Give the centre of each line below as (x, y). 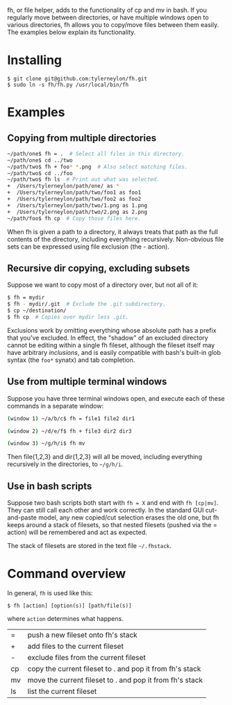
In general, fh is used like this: (50, 593)
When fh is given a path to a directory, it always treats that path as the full (113, 231)
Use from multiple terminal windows (87, 382)
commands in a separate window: (56, 406)
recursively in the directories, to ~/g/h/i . (65, 464)
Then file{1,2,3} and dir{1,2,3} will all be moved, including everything (105, 457)
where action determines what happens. (65, 619)
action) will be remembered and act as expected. (77, 532)
